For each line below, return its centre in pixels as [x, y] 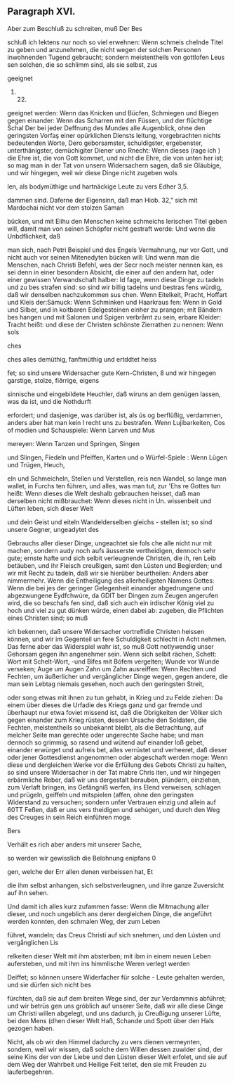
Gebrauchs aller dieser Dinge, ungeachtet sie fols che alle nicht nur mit [110, 543]
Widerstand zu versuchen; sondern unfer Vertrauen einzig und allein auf [112, 802]
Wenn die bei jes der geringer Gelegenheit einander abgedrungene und [110, 588]
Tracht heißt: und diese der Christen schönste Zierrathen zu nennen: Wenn [115, 324]
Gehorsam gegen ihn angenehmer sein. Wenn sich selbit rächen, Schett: [112, 654]
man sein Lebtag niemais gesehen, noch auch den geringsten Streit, [106, 684]
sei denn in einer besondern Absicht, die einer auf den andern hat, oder [111, 272]
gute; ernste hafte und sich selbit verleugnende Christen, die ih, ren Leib [112, 558]
